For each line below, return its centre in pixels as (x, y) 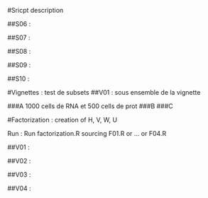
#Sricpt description (35, 10)
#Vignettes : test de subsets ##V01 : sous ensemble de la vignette (104, 92)
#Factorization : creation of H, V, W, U (62, 120)
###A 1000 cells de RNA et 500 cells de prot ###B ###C (90, 106)
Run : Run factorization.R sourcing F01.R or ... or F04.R (87, 133)
